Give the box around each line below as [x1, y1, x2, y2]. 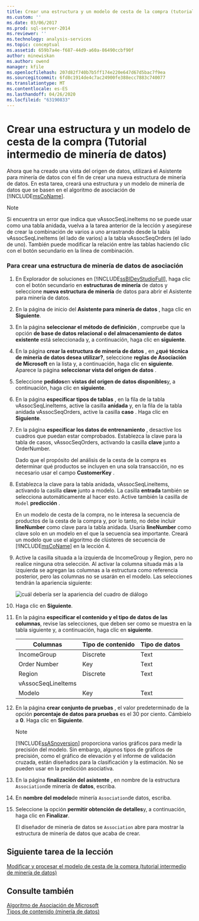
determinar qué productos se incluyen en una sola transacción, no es [15, 463, 184, 470]
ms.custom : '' [6, 14, 42, 20]
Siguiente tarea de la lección [6, 847, 114, 857]
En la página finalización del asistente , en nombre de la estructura [15, 776, 180, 783]
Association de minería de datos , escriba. [15, 782, 116, 789]
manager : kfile [6, 63, 44, 70]
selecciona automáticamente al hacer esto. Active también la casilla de [15, 493, 188, 500]
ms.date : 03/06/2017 [6, 20, 58, 26]
